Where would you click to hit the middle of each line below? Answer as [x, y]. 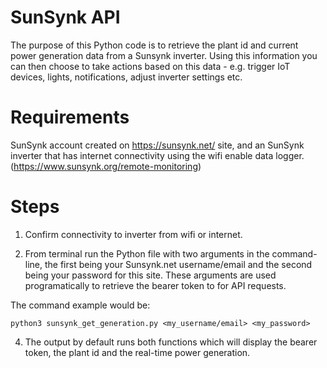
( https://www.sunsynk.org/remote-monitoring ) [106, 166]
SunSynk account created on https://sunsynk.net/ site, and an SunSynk [157, 145]
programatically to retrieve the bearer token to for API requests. [155, 285]
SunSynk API [65, 17]
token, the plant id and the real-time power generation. [137, 352]
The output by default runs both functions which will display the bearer [171, 342]
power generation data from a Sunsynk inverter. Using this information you [164, 55]
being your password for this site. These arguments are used [150, 275]
